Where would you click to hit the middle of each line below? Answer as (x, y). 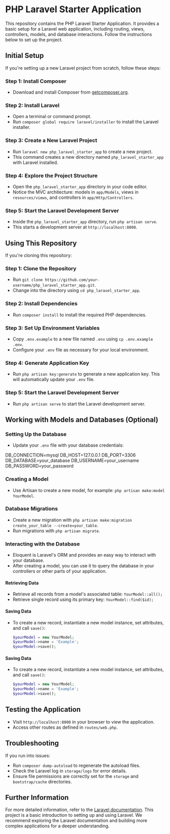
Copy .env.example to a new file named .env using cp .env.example (83, 339)
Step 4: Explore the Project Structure (52, 176)
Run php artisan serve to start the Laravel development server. (79, 404)
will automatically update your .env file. (54, 380)
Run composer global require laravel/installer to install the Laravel (86, 122)
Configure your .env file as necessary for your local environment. (81, 350)
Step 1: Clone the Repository (41, 268)
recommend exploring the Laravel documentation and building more (76, 821)
